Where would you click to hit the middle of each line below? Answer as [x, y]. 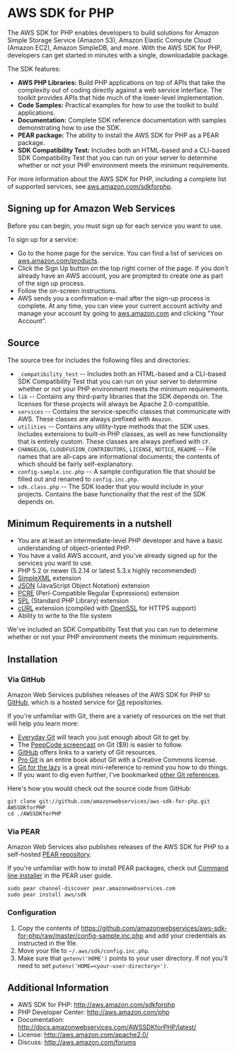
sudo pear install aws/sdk [47, 895]
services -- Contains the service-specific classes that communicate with [124, 411]
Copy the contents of [48, 928]
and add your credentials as [185, 936]
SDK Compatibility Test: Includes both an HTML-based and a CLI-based [124, 150]
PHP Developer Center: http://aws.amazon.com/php [93, 1012]
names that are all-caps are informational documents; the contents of [118, 456]
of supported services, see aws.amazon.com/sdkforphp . [90, 186]
